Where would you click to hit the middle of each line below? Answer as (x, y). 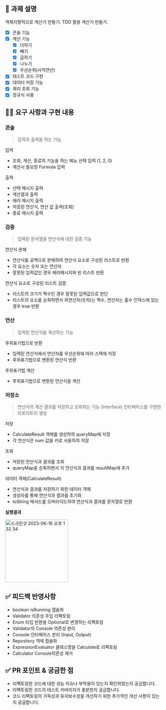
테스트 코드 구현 (28, 76)
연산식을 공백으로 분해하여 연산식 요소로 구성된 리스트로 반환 (71, 260)
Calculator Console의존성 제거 (42, 653)
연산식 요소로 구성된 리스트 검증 (36, 283)
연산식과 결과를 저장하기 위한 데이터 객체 (51, 489)
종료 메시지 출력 (28, 213)
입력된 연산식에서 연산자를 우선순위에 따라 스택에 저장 (64, 354)
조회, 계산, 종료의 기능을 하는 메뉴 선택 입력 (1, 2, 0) (62, 161)
